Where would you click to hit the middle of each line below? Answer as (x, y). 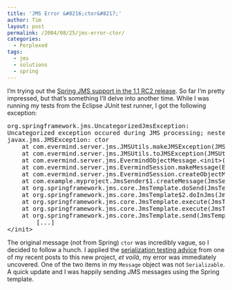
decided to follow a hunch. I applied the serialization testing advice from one (116, 249)
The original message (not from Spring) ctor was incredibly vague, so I (108, 242)
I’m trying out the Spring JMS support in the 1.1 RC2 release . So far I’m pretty (116, 91)
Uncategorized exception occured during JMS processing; (106, 133)
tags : (15, 52)
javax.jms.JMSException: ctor (58, 139)
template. (21, 279)
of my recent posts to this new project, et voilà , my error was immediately (112, 257)
